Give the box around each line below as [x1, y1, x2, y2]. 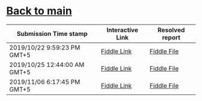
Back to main [6, 4, 72, 18]
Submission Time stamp [16, 29, 88, 38]
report [162, 33, 180, 41]
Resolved [157, 26, 185, 34]
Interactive [106, 26, 138, 34]
